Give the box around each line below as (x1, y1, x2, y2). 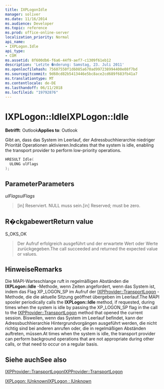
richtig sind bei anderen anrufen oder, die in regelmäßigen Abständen (5, 325, 146, 331)
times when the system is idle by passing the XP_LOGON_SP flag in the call (5, 305, 158, 311)
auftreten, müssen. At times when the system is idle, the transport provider (5, 331, 156, 337)
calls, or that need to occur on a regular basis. (5, 341, 98, 347)
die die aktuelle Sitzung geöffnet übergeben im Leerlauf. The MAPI (25, 294, 160, 300)
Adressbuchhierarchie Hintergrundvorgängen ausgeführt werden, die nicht (5, 320, 157, 326)
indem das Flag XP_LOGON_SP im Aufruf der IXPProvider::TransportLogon (5, 289, 157, 295)
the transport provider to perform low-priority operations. (5, 148, 122, 154)
